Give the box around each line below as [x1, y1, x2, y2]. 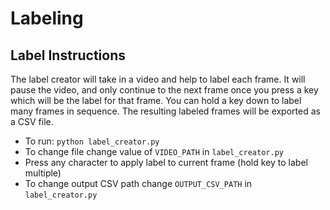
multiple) [24, 167, 62, 179]
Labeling [10, 7, 84, 30]
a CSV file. [10, 116, 54, 127]
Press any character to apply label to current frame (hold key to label [24, 157, 308, 168]
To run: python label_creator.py [24, 135, 160, 147]
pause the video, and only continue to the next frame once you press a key [10, 84, 319, 96]
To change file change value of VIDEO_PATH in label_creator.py [24, 146, 284, 157]
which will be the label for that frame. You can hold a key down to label [10, 95, 302, 106]
